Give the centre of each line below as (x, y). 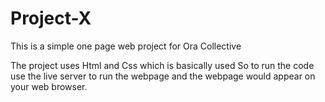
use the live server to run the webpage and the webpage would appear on (163, 76)
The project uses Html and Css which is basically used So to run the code (162, 65)
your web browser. (49, 86)
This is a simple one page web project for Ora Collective (126, 46)
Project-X (51, 18)
